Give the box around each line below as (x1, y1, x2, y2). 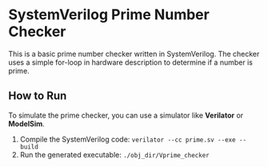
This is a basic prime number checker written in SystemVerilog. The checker (8, 49, 260, 58)
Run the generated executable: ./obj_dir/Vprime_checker (19, 149, 210, 159)
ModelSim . (8, 118, 46, 129)
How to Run (8, 89, 67, 103)
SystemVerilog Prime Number (8, 6, 210, 24)
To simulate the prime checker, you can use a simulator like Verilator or (8, 110, 244, 120)
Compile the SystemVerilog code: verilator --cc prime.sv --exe (19, 134, 236, 144)
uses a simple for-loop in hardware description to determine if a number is (8, 58, 254, 67)
